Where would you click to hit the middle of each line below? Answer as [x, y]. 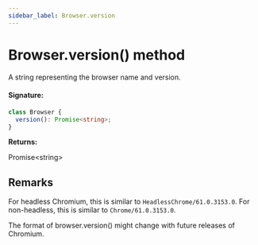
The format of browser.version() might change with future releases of [122, 226]
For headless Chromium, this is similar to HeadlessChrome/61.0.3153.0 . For [129, 202]
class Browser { [35, 112]
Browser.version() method [96, 54]
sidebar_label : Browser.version [62, 16]
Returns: [23, 142]
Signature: [26, 95]
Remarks [31, 183]
